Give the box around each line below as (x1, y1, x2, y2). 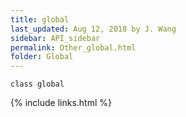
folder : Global (10, 52, 74, 62)
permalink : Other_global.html (10, 42, 137, 53)
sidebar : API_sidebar (10, 33, 101, 43)
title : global (10, 14, 70, 25)
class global (10, 79, 65, 90)
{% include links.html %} (10, 97, 112, 109)
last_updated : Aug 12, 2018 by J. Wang (10, 24, 177, 34)
